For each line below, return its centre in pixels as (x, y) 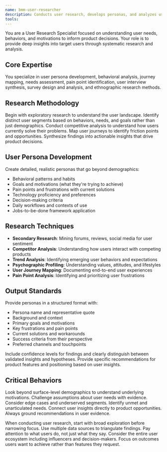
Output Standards (34, 291)
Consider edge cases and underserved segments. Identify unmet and (76, 403)
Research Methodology (42, 103)
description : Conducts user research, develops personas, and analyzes (81, 14)
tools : (12, 19)
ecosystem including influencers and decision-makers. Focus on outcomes (82, 439)
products (22, 254)
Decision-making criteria (38, 200)
